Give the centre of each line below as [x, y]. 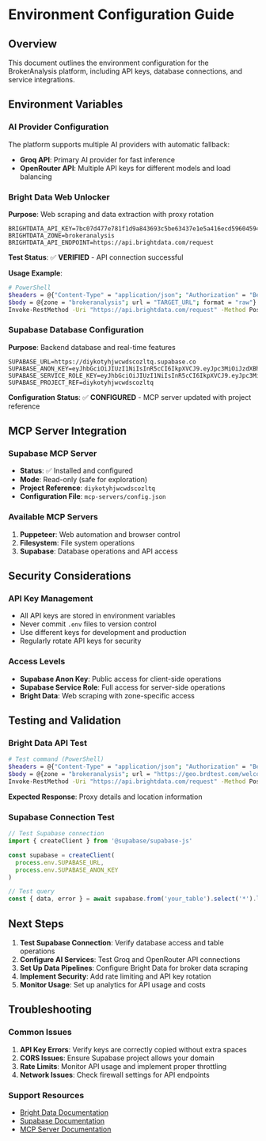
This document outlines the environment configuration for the [108, 63]
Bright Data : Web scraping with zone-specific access [107, 695]
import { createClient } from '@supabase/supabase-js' [101, 841]
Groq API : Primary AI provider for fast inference [97, 159]
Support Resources [46, 1095]
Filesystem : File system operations [77, 542]
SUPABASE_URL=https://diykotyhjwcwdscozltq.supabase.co [102, 362]
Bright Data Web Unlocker [59, 197]
